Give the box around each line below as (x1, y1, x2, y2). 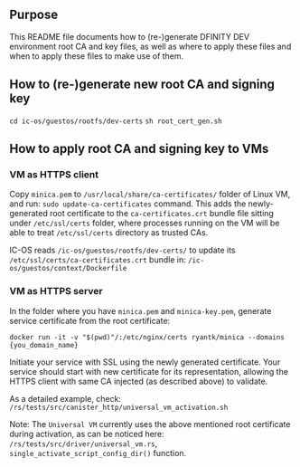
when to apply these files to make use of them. (9, 50, 184, 62)
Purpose (9, 7, 59, 23)
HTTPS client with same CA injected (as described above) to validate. (9, 376, 268, 386)
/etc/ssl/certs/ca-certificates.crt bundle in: (9, 254, 187, 265)
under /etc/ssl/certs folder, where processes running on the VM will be (9, 217, 280, 229)
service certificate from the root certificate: (9, 315, 171, 326)
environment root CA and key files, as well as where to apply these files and (9, 41, 292, 52)
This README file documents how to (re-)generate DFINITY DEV (9, 31, 250, 42)
